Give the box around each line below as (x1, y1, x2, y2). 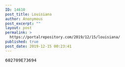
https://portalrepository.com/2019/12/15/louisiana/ (9, 35, 121, 40)
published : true (5, 39, 39, 44)
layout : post (5, 26, 32, 31)
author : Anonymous (5, 16, 43, 21)
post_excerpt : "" (5, 21, 41, 26)
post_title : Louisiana (5, 12, 52, 17)
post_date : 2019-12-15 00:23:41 (5, 44, 72, 49)
